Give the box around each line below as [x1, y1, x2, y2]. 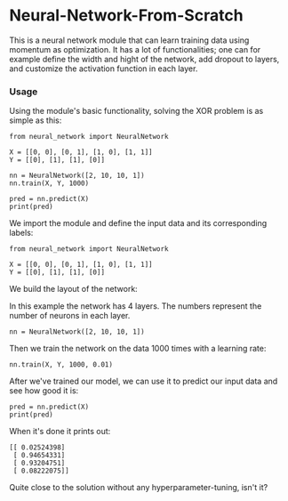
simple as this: [9, 115, 62, 125]
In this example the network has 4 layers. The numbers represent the [9, 301, 262, 311]
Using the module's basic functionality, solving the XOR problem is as [9, 106, 264, 117]
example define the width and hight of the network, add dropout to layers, [9, 53, 280, 64]
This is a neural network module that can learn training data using [9, 35, 250, 45]
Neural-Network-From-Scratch [9, 5, 244, 26]
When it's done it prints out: [9, 426, 111, 437]
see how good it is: [9, 385, 79, 396]
